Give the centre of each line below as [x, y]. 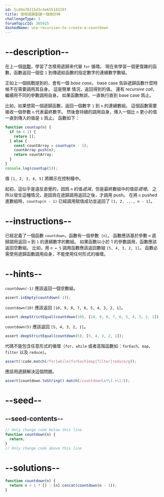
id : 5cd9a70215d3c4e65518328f [36, 10]
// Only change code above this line [44, 448]
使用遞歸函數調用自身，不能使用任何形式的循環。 [59, 254]
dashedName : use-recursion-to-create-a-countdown [57, 28]
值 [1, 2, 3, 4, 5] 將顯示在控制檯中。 [44, 178]
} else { [18, 141]
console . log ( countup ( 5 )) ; [31, 168]
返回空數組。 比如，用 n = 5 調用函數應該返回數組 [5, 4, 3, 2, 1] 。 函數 [79, 248]
